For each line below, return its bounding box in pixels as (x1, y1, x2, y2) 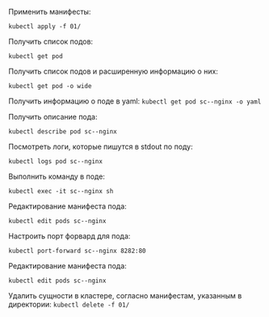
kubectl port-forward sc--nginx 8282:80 (8, 247, 147, 255)
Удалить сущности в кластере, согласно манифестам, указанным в (8, 291, 242, 300)
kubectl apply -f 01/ (8, 23, 82, 31)
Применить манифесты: (8, 7, 91, 16)
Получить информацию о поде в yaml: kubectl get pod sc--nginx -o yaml (8, 96, 262, 106)
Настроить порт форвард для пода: (8, 231, 131, 241)
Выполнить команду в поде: (8, 171, 105, 181)
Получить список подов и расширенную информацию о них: (8, 66, 218, 76)
